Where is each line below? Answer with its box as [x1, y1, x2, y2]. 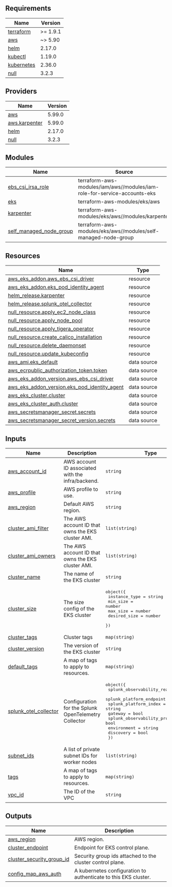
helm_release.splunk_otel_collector [8, 300, 92, 307]
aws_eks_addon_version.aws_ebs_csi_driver [8, 375, 114, 382]
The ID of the [63, 788, 95, 795]
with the [63, 471, 83, 478]
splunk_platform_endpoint [105, 696, 166, 702]
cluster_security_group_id [8, 855, 70, 862]
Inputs [5, 434, 27, 443]
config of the [63, 605, 95, 612]
